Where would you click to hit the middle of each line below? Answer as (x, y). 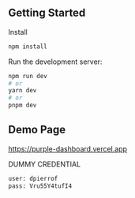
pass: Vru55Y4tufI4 (40, 186)
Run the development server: (55, 62)
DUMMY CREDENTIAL (45, 164)
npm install (28, 47)
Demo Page (37, 130)
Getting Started (47, 13)
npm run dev (28, 76)
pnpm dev (22, 106)
